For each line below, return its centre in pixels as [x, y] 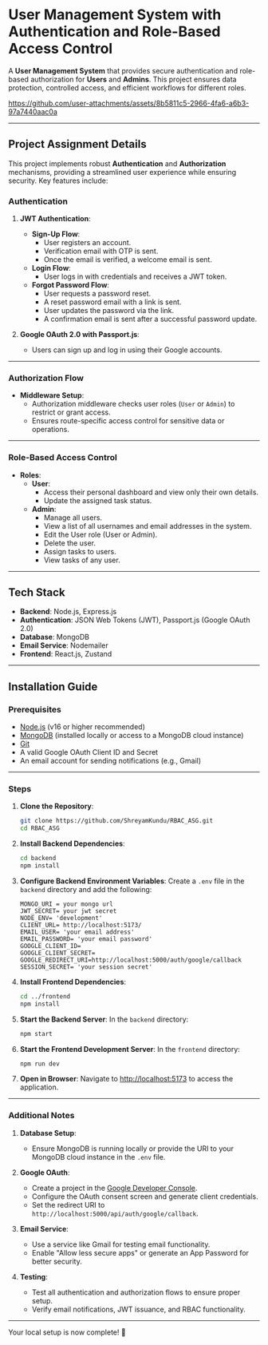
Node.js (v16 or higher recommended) [82, 727]
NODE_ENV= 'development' [61, 918]
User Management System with [115, 15]
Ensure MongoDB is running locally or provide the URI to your [132, 1149]
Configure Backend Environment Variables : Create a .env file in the [132, 881]
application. [39, 1087]
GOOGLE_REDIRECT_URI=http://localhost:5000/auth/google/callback [130, 960]
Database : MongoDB [55, 637]
